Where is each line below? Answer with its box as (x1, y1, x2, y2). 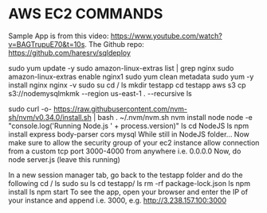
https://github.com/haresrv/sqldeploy (8, 48, 132, 57)
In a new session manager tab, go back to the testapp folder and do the (8, 170, 243, 180)
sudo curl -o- (8, 104, 52, 114)
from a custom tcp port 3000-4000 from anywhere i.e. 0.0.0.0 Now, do (8, 146, 241, 156)
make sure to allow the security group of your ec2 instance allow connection (8, 137, 260, 147)
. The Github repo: (84, 39, 145, 48)
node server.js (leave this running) (8, 154, 121, 164)
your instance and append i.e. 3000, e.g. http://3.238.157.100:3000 (8, 196, 227, 205)
